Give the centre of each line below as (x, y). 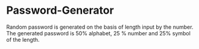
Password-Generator (60, 10)
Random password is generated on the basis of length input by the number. (100, 27)
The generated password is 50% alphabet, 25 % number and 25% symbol (99, 33)
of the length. (23, 39)
